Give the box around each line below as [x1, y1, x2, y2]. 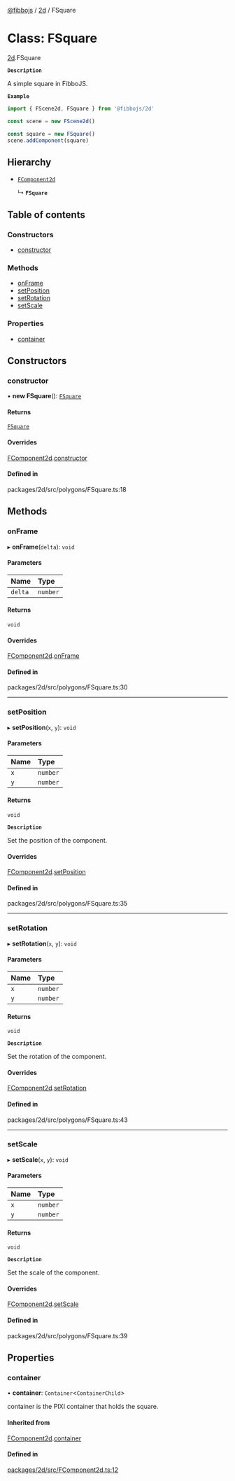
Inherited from [7, 1418, 50, 1426]
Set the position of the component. [7, 836, 108, 845]
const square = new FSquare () [7, 130, 96, 137]
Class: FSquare [7, 31, 98, 46]
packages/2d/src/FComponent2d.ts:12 [7, 1466, 119, 1474]
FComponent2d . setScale [7, 1300, 79, 1308]
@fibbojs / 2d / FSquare [7, 6, 76, 14]
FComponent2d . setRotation [7, 1084, 87, 1093]
